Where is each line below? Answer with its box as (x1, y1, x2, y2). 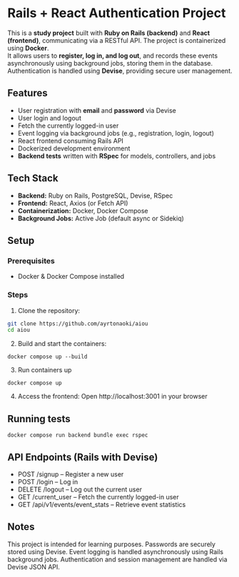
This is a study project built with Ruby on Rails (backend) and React (7, 29, 210, 37)
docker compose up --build (7, 353, 88, 361)
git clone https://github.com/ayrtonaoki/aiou (7, 320, 148, 327)
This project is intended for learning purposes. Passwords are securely (7, 540, 216, 548)
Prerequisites (7, 255, 55, 265)
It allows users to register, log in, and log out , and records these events (7, 51, 218, 60)
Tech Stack (7, 173, 59, 185)
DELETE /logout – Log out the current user (17, 485, 143, 494)
